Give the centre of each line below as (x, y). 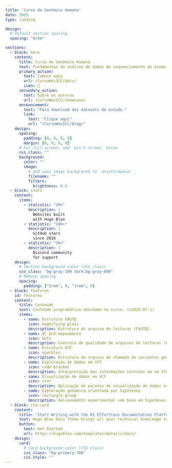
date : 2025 (17, 15)
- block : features (30, 291)
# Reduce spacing (37, 277)
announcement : (34, 105)
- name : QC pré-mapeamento (52, 334)
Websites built (49, 214)
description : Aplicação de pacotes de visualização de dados (94, 386)
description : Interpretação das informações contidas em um (93, 372)
